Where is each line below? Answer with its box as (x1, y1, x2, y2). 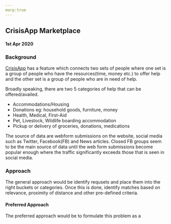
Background (5, 53, 37, 60)
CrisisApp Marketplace (5, 27, 81, 35)
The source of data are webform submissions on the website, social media (5, 132, 163, 139)
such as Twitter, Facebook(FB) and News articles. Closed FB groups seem (5, 138, 162, 144)
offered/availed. (5, 91, 39, 97)
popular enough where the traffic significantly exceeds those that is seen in (5, 149, 165, 155)
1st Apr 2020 (5, 40, 34, 47)
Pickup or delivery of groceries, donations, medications (12, 123, 130, 129)
